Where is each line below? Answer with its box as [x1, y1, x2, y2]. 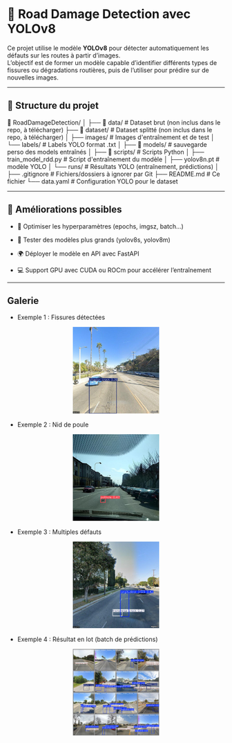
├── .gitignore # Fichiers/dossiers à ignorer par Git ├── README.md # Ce [7, 170, 220, 178]
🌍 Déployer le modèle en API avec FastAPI [17, 249, 139, 258]
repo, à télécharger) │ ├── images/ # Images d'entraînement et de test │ [7, 133, 215, 141]
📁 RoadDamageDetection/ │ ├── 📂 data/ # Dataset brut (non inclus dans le [7, 118, 221, 127]
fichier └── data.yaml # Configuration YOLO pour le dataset [7, 177, 178, 186]
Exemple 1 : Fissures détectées [17, 313, 106, 321]
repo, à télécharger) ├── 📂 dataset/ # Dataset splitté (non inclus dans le [7, 125, 213, 134]
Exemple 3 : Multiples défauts [17, 528, 102, 536]
